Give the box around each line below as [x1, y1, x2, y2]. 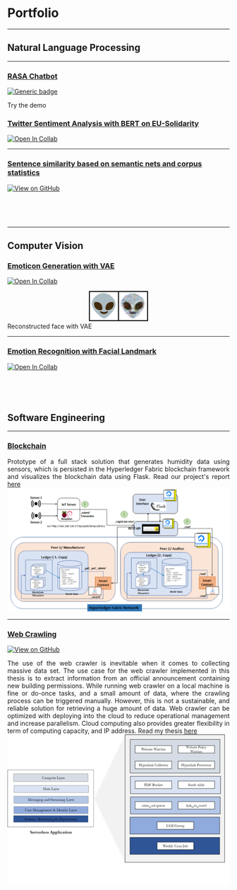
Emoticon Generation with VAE [7, 260, 115, 270]
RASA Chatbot [7, 71, 58, 81]
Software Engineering [7, 412, 106, 424]
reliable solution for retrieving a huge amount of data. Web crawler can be [7, 704, 230, 712]
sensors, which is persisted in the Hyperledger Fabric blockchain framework [7, 465, 230, 473]
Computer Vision [7, 240, 84, 252]
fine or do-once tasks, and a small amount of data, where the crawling [7, 689, 230, 698]
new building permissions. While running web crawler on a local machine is [7, 681, 230, 690]
